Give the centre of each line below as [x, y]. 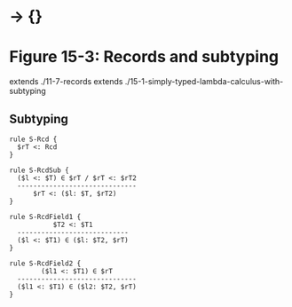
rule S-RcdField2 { [45, 264]
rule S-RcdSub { [39, 170]
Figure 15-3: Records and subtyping [144, 57]
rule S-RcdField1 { [45, 216]
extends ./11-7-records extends [66, 82]
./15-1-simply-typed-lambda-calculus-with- [204, 82]
